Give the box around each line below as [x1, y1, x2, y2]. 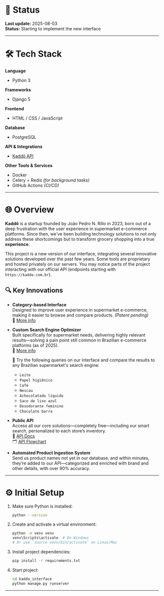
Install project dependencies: [12, 549, 71, 555]
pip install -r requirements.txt [12, 558, 81, 563]
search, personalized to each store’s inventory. [12, 427, 106, 434]
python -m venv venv [12, 531, 54, 536]
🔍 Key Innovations [5, 286, 63, 295]
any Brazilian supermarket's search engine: [12, 362, 100, 368]
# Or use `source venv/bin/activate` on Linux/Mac [12, 540, 118, 545]
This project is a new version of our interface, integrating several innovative [5, 251, 157, 256]
